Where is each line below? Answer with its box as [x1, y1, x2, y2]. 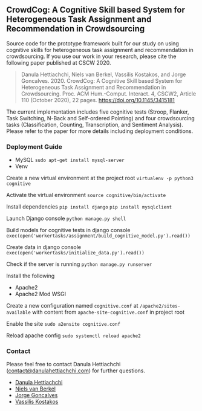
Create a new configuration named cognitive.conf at [6, 302, 138, 309]
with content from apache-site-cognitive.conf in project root [32, 308, 185, 316]
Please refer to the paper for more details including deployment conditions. [6, 127, 194, 135]
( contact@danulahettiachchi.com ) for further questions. [6, 367, 146, 374]
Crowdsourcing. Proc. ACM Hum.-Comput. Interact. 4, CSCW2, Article [21, 90, 197, 97]
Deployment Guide [6, 142, 62, 150]
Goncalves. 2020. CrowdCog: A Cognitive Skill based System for [21, 77, 183, 84]
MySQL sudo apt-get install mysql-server [15, 157, 125, 164]
